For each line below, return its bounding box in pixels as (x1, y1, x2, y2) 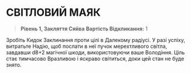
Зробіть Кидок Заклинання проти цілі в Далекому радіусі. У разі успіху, (6, 36, 186, 43)
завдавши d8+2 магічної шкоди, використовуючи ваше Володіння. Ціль (6, 48, 185, 55)
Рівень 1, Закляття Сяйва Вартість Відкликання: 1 (20, 25, 148, 32)
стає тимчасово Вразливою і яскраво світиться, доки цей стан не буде (6, 55, 185, 62)
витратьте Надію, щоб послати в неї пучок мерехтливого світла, (6, 43, 168, 50)
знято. (6, 61, 22, 68)
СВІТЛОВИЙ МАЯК (6, 6, 101, 19)
